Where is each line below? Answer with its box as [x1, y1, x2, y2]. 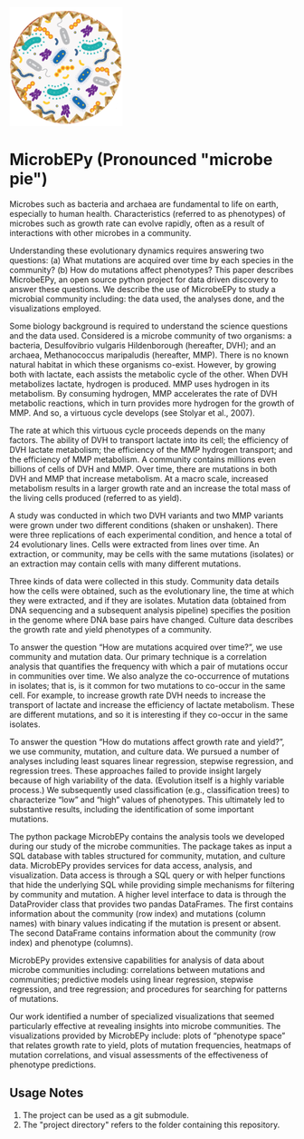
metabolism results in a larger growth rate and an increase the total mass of [9, 483, 291, 494]
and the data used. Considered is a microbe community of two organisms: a [9, 329, 292, 341]
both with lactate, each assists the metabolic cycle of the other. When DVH [9, 368, 289, 379]
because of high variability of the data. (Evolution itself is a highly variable [9, 774, 285, 786]
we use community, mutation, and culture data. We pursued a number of [9, 746, 280, 757]
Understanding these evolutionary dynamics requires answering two [9, 245, 264, 256]
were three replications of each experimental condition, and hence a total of [9, 529, 292, 540]
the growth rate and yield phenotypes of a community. [9, 624, 213, 634]
